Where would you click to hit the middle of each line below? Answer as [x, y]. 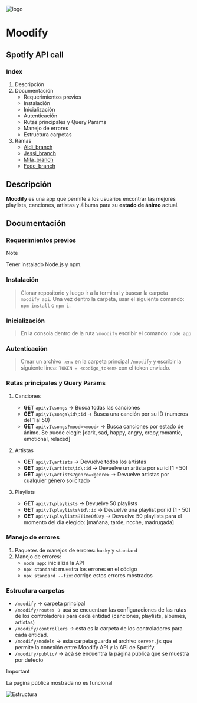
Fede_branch [40, 166]
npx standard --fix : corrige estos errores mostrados [88, 575]
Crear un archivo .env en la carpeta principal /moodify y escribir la [101, 362]
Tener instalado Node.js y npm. [44, 264]
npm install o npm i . [45, 305]
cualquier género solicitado [57, 480]
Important [18, 671]
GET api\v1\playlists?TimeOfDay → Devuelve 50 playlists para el [103, 516]
